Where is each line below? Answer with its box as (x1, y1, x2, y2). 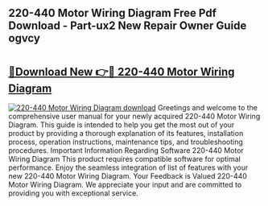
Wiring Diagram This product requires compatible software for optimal (8, 154, 241, 163)
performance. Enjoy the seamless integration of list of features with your (8, 163, 249, 172)
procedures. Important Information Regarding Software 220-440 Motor (8, 146, 244, 155)
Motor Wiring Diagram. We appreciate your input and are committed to (8, 180, 242, 189)
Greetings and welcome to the (158, 103, 258, 112)
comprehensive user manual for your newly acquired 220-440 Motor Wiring (8, 112, 261, 121)
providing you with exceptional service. (8, 188, 138, 198)
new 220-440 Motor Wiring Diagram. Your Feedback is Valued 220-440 (8, 171, 248, 180)
